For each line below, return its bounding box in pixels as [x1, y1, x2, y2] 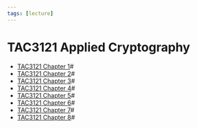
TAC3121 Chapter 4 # [16, 84, 76, 92]
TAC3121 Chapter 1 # [16, 62, 74, 71]
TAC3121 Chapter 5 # [16, 91, 76, 99]
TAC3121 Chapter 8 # [16, 113, 76, 121]
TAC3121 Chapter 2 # [16, 69, 76, 77]
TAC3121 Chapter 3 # [16, 77, 76, 85]
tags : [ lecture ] [7, 10, 54, 17]
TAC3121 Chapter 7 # [16, 105, 75, 114]
